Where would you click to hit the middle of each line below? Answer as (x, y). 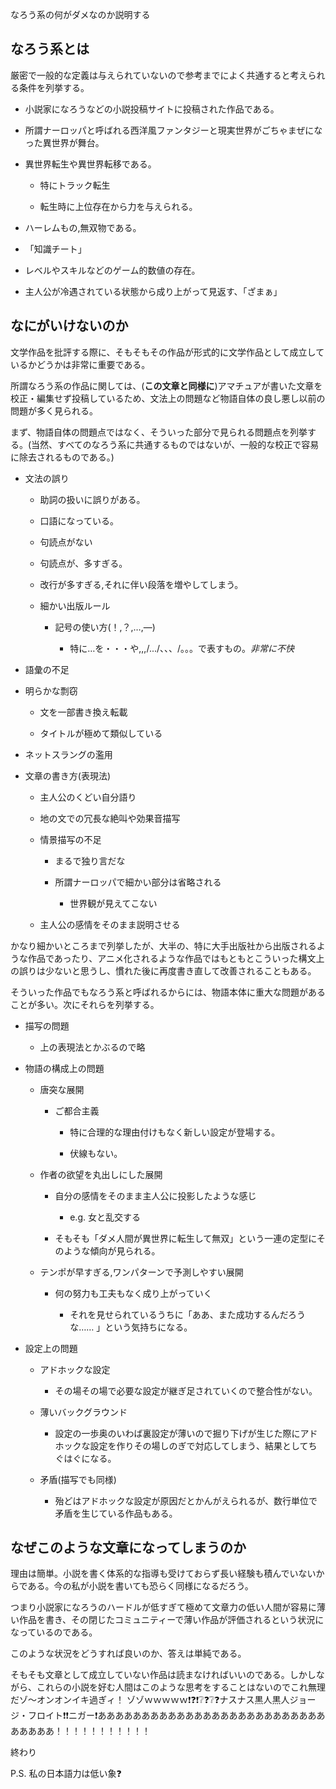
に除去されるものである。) (62, 457)
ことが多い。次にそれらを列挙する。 (85, 1004)
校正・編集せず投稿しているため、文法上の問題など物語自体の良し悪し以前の (168, 398)
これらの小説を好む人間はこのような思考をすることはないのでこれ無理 (181, 1687)
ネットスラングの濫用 (68, 754)
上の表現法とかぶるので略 (92, 1047)
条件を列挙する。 (54, 87)
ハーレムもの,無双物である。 (83, 227)
